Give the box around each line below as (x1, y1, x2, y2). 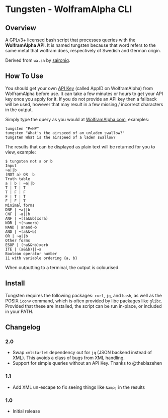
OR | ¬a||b (5, 233, 28, 238)
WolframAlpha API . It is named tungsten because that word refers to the (5, 42, 156, 48)
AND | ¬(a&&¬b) (5, 229, 37, 234)
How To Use (5, 72, 44, 80)
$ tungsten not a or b (5, 158, 53, 164)
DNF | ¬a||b (5, 207, 30, 212)
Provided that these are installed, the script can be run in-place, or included (5, 303, 162, 309)
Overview (5, 24, 37, 32)
